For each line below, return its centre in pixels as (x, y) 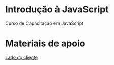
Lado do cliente (22, 57)
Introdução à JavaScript (57, 9)
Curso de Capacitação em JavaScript (45, 23)
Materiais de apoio (45, 44)
